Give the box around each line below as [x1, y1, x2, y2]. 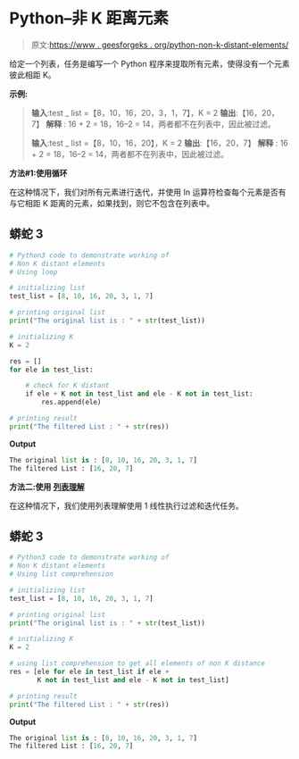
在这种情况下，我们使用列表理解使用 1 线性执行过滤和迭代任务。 [9, 500, 244, 511]
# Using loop [9, 267, 58, 277]
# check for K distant [25, 381, 110, 390]
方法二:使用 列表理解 [9, 481, 85, 492]
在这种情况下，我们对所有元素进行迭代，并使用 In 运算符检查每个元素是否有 [9, 187, 287, 197]
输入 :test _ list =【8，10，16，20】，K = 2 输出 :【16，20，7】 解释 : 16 [30, 138, 288, 148]
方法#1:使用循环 [9, 167, 68, 179]
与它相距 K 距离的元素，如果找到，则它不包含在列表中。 [9, 197, 215, 208]
